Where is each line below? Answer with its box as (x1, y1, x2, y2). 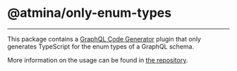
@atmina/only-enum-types (7, 5, 171, 21)
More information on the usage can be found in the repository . (7, 56, 188, 64)
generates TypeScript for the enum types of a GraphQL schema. (7, 42, 195, 51)
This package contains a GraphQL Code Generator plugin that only (7, 34, 201, 43)
